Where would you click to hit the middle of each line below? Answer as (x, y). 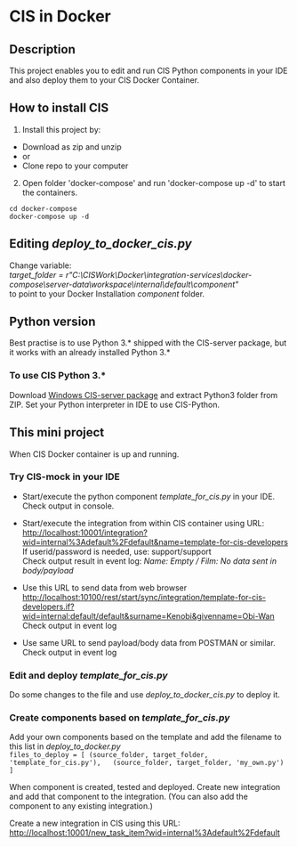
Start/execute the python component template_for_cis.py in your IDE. (148, 496)
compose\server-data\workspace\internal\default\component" (124, 284)
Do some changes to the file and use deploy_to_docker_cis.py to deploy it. (144, 695)
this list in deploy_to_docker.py (65, 746)
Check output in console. (68, 506)
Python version (52, 322)
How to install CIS (59, 108)
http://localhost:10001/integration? (85, 533)
